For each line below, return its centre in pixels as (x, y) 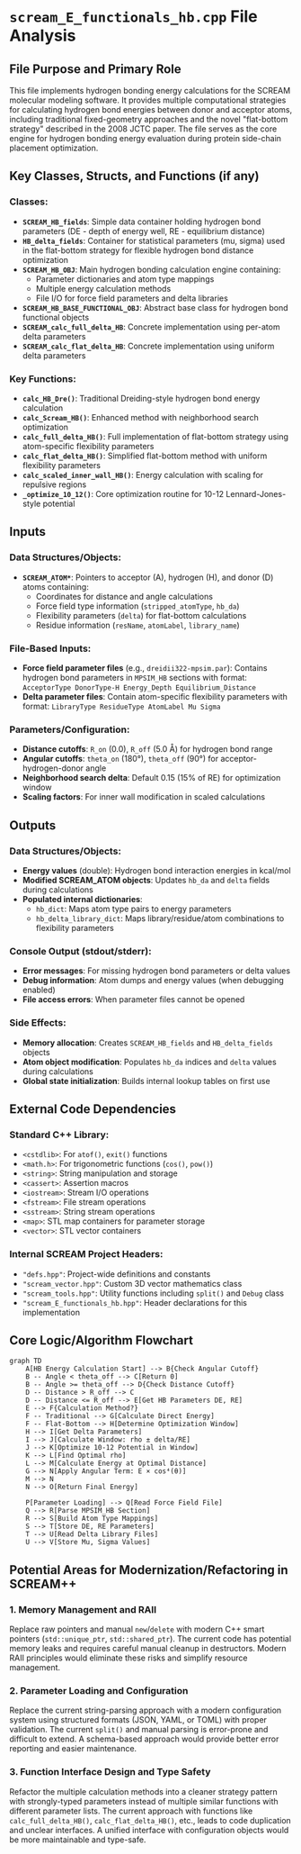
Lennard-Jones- (256, 493)
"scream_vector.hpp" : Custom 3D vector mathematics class (132, 1283)
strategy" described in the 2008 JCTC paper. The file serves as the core (143, 129)
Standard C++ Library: (59, 1135)
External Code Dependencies (93, 1109)
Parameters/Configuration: (70, 729)
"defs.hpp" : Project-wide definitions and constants (116, 1274)
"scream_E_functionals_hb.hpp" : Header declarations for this (134, 1302)
